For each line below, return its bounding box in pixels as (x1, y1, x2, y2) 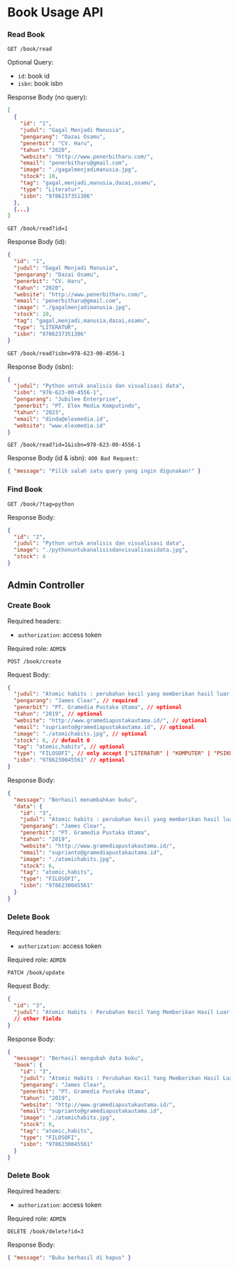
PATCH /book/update (7, 969, 65, 977)
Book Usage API (7, 4, 104, 21)
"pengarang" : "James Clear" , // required (13, 697, 138, 704)
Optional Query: (7, 58, 54, 67)
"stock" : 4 (13, 553, 46, 560)
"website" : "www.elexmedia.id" (13, 422, 106, 429)
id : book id (17, 72, 50, 80)
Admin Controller (7, 579, 85, 591)
